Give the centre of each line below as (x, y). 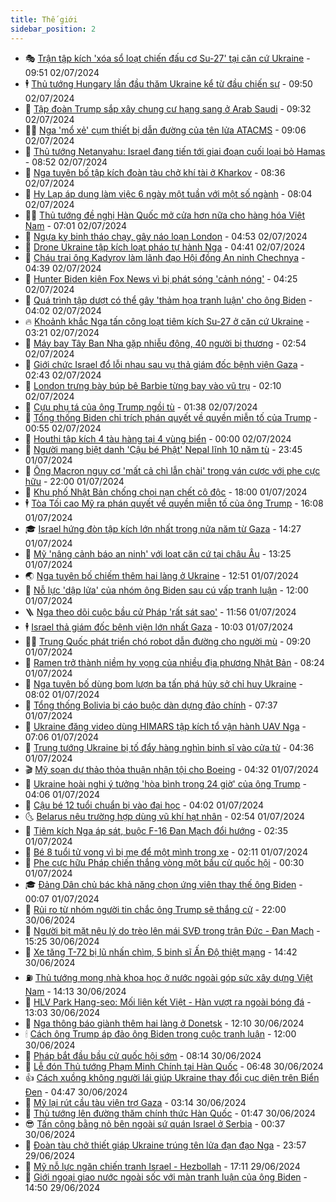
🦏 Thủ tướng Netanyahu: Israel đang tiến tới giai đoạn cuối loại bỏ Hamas (175, 151)
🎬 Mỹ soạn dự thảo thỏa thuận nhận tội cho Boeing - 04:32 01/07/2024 (171, 769)
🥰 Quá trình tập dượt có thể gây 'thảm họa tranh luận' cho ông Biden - (168, 300)
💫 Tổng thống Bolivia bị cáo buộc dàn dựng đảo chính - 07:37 (151, 705)
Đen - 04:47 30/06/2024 (76, 1092)
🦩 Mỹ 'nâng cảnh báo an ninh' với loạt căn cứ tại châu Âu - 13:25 (158, 553)
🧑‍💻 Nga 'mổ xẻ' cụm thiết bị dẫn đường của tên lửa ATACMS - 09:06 (165, 130)
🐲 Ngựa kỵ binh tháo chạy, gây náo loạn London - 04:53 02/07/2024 (166, 236)
